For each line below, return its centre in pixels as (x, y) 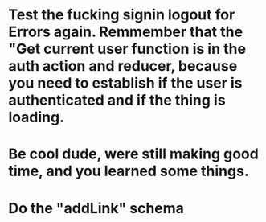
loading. (37, 117)
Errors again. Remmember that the (126, 32)
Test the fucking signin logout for (122, 15)
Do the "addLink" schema (96, 208)
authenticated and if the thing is (117, 100)
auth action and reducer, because (123, 66)
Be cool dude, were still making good (133, 154)
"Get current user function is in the (127, 49)
